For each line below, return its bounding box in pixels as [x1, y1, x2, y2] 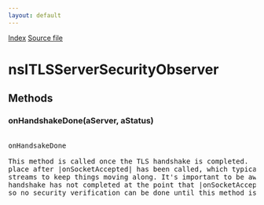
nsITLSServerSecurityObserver [8, 60, 219, 79]
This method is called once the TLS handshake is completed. [8, 156, 249, 166]
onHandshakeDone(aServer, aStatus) [8, 115, 154, 126]
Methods [8, 92, 53, 105]
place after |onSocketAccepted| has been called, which [8, 164, 228, 174]
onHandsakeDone [8, 141, 67, 150]
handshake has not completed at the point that [8, 180, 195, 189]
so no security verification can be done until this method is [8, 188, 257, 197]
